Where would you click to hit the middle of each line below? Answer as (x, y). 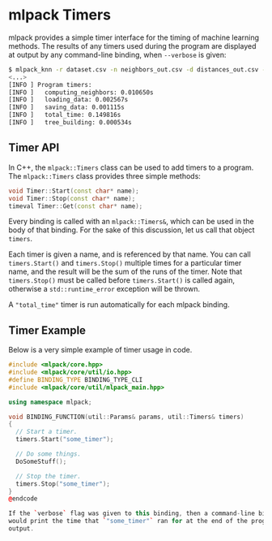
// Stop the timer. (49, 476)
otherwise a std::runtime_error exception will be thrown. (104, 289)
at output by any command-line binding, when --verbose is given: (117, 54)
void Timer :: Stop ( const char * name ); (72, 198)
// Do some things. (49, 454)
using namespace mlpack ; (50, 402)
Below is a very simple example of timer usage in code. (100, 350)
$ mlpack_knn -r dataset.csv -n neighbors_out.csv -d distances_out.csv (134, 69)
